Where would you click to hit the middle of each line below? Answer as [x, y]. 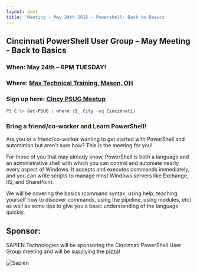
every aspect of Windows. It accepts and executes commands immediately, [98, 170]
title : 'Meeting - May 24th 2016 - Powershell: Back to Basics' [87, 17]
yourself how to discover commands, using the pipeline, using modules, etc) [99, 200]
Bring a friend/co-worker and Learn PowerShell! [76, 126]
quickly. [16, 212]
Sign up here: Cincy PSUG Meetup [56, 99]
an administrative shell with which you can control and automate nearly [93, 163]
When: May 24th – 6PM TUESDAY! [56, 67]
